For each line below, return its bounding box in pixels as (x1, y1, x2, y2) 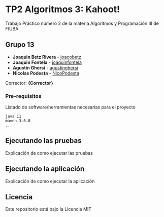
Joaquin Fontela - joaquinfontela (12, 59, 82, 65)
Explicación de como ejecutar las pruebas (5, 150, 93, 156)
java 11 (5, 114, 22, 119)
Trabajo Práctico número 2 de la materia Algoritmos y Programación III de (5, 20, 159, 26)
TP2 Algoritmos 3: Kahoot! (5, 4, 120, 15)
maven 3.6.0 (5, 118, 30, 124)
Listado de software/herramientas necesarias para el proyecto (5, 104, 136, 110)
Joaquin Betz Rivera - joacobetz (12, 54, 81, 60)
